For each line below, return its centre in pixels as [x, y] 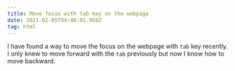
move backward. [32, 61]
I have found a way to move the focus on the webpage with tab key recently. [117, 47]
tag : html [22, 26]
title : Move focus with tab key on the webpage [78, 14]
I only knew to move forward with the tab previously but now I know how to [116, 54]
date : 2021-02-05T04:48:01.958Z [54, 20]
